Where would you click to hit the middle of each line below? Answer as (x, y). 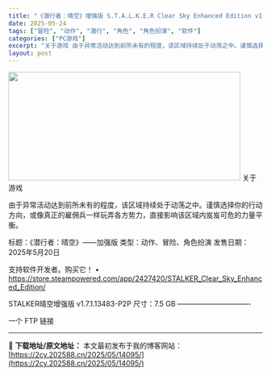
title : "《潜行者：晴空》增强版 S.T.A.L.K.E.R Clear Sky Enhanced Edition (130, 16)
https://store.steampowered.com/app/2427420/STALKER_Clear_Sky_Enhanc (135, 278)
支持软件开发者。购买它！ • (54, 269)
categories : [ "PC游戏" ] (47, 38)
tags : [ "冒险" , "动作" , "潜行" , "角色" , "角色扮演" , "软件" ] (105, 31)
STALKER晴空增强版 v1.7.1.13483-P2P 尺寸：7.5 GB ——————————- (130, 304)
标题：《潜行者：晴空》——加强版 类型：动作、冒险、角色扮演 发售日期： (129, 242)
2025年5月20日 (34, 252)
